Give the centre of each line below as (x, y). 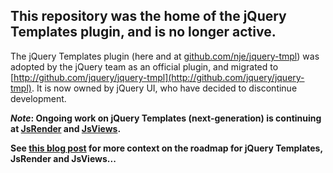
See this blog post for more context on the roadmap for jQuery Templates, (166, 148)
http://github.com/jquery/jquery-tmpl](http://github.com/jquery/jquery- (159, 77)
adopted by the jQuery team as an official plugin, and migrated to (144, 66)
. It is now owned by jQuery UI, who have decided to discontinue (164, 88)
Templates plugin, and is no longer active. (143, 32)
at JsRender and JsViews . (66, 128)
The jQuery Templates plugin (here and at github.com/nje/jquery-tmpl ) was (165, 56)
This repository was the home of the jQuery (148, 16)
